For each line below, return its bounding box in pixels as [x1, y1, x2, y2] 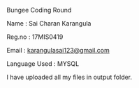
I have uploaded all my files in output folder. [6, 73, 133, 81]
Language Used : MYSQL [6, 60, 80, 68]
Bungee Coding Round [6, 6, 72, 14]
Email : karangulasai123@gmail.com [6, 46, 110, 54]
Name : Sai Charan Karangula [6, 19, 92, 27]
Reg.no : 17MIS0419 [6, 33, 64, 41]
